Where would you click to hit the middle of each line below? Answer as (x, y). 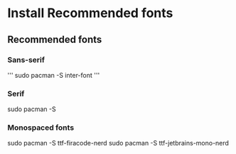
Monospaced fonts (41, 128)
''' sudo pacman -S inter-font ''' (54, 75)
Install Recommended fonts (90, 13)
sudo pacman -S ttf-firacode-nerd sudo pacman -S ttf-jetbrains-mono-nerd (118, 143)
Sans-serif (26, 60)
